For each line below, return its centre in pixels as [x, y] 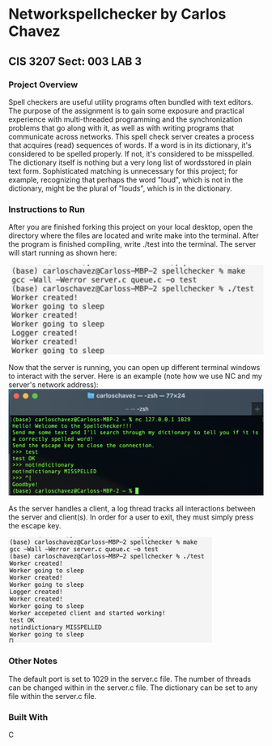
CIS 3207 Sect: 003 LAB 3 [75, 61]
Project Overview [43, 84]
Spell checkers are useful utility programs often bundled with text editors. [131, 101]
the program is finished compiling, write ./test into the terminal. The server [132, 244]
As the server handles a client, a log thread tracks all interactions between [132, 509]
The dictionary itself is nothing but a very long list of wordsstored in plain [130, 162]
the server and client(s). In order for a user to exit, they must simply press [131, 517]
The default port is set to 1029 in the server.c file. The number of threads [130, 679]
